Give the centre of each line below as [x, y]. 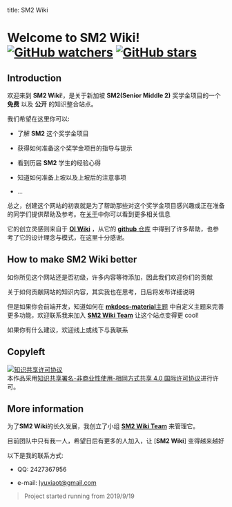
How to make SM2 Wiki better [72, 259]
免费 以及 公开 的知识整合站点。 [52, 104]
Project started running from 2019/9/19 [79, 496]
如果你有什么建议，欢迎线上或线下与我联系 [68, 329]
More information [46, 409]
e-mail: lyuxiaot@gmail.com [57, 483]
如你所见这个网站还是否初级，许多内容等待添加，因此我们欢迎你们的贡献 [110, 277]
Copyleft [26, 352]
